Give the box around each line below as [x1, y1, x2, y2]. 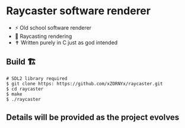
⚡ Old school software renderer [14, 24, 92, 31]
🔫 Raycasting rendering [14, 33, 72, 40]
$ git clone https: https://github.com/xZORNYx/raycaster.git [6, 81, 163, 87]
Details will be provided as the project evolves [6, 113, 180, 123]
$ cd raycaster [6, 86, 44, 92]
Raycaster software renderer [6, 4, 151, 18]
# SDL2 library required [6, 75, 68, 81]
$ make [6, 91, 23, 97]
